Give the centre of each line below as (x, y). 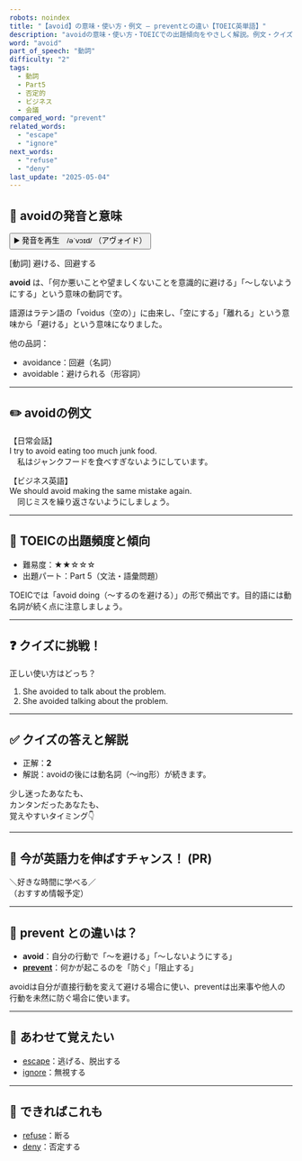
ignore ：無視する (54, 1072)
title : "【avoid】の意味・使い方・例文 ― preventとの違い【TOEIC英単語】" (138, 26)
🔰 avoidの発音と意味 (66, 216)
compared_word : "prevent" (58, 118)
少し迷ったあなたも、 (49, 793)
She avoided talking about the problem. (95, 700)
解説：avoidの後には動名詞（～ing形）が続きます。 (116, 774)
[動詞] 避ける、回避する (53, 263)
